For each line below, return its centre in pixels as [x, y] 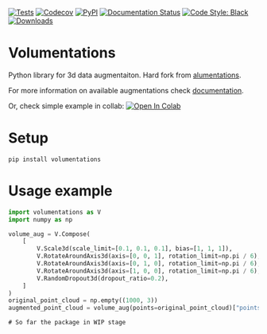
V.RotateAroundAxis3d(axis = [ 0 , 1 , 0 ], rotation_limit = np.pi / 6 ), [149, 264]
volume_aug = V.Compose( [49, 234]
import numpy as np [41, 219]
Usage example [60, 191]
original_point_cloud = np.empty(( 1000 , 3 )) [83, 301]
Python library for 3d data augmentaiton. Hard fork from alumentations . [125, 75]
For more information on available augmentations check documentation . [126, 90]
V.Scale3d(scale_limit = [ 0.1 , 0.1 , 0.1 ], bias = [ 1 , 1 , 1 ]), [135, 249]
